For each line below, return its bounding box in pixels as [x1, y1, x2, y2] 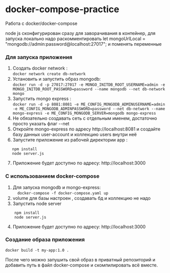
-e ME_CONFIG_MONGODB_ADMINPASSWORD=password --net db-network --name [12, 107, 165, 112]
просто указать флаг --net [12, 121, 70, 127]
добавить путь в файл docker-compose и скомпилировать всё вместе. [5, 262, 158, 268]
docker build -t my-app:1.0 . [5, 248, 70, 253]
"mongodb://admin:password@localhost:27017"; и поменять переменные [5, 41, 162, 47]
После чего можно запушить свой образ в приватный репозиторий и [5, 256, 156, 262]
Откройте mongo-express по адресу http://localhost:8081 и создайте [12, 126, 161, 132]
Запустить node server [12, 200, 62, 207]
